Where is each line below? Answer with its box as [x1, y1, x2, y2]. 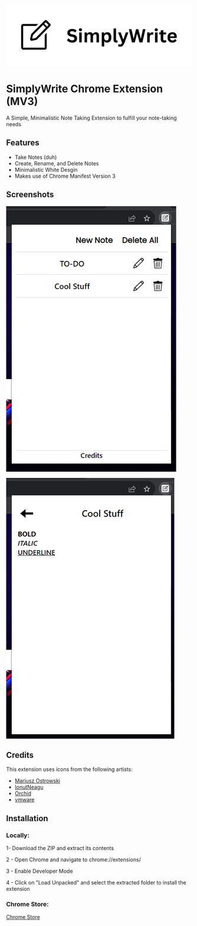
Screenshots [6, 190, 54, 200]
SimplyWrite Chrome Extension [6, 82, 163, 96]
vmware [14, 796, 35, 803]
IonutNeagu [14, 784, 44, 791]
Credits [6, 750, 34, 760]
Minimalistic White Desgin [14, 166, 78, 173]
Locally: [6, 831, 29, 840]
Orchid [14, 790, 31, 797]
